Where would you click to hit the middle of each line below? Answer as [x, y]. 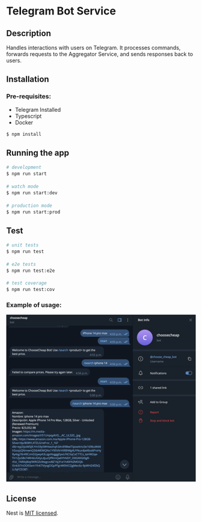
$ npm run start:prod [33, 212]
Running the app [38, 152]
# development [24, 167]
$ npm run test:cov [31, 290]
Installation [28, 79]
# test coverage [26, 283]
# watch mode [23, 186]
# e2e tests [21, 264]
